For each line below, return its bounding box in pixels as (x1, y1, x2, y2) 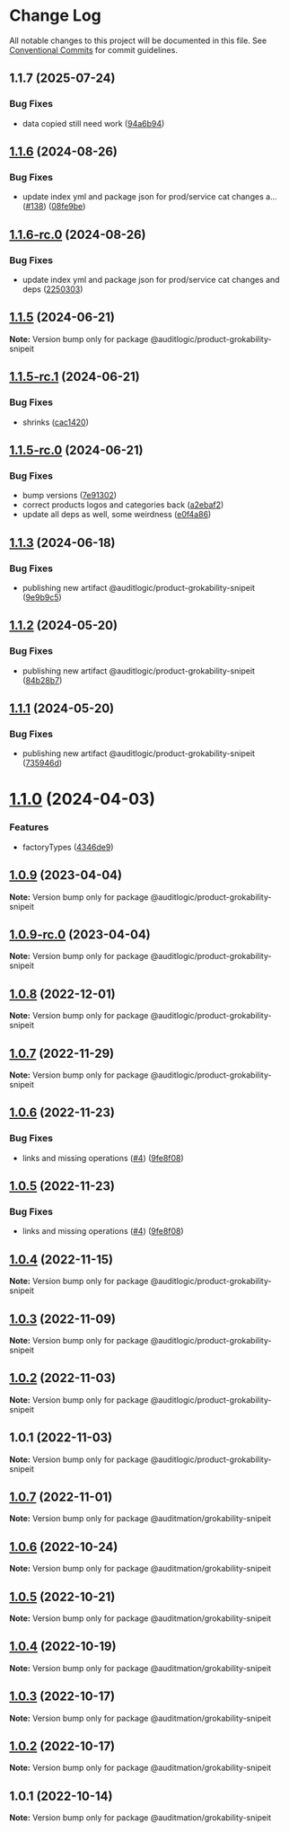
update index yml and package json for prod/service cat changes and (22, 275, 280, 285)
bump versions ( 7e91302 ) (22, 490, 118, 501)
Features (9, 821, 49, 833)
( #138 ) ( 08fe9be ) (22, 201, 86, 212)
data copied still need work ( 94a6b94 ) (22, 118, 165, 128)
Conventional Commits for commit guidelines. (9, 44, 178, 55)
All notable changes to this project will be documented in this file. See (9, 35, 267, 46)
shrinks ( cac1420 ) (22, 417, 90, 427)
